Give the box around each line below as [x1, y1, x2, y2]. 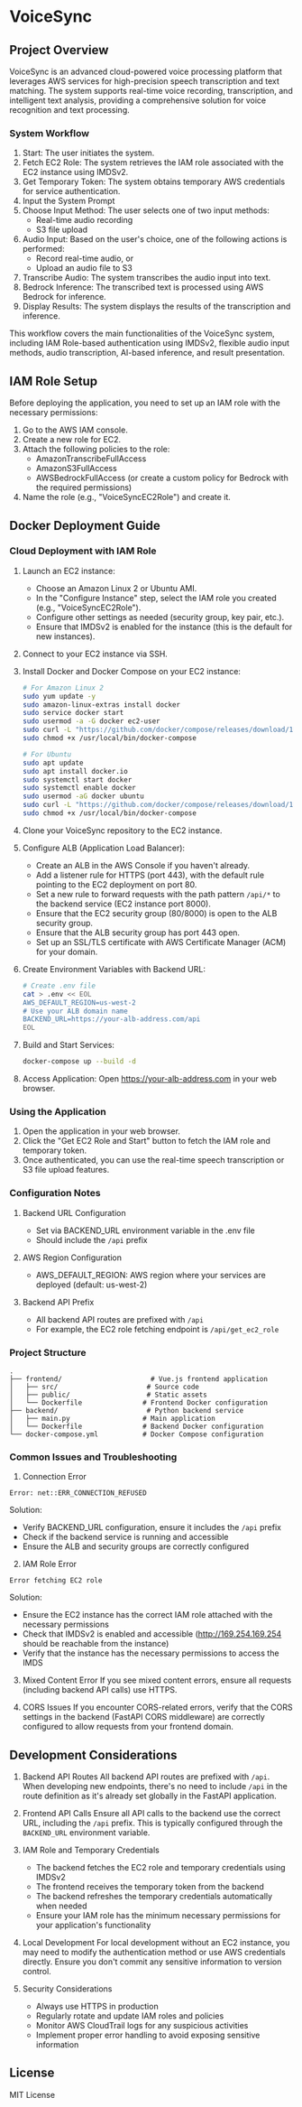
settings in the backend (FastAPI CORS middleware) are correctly [22, 1712, 266, 1722]
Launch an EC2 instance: [22, 565, 115, 576]
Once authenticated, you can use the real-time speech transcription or [22, 1155, 285, 1165]
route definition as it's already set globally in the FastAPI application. [22, 1790, 277, 1802]
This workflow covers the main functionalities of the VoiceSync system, [9, 328, 275, 339]
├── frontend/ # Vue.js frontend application [9, 1374, 269, 1383]
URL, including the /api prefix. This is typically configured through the [22, 1817, 283, 1829]
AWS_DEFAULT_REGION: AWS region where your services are [35, 1269, 266, 1280]
